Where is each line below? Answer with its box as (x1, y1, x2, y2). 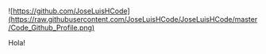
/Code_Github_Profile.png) (8, 23, 95, 33)
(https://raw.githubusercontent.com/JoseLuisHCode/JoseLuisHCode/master (8, 15, 258, 24)
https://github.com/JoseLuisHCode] (13, 6, 130, 16)
